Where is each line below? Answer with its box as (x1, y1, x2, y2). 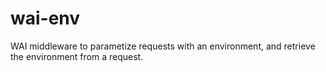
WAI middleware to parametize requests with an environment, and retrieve (10, 40, 316, 52)
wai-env (10, 7, 81, 30)
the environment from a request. (10, 50, 144, 62)
